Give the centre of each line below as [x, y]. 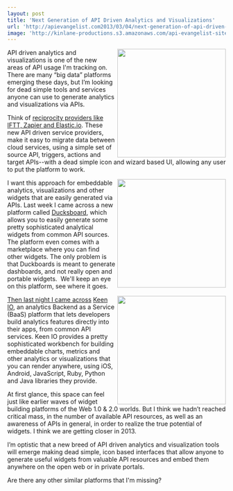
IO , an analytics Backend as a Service [61, 307]
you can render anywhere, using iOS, [60, 366]
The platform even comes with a [53, 242]
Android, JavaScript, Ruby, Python [56, 374]
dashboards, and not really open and [60, 272]
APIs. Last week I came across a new [60, 205]
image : [17, 33]
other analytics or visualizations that [59, 359]
